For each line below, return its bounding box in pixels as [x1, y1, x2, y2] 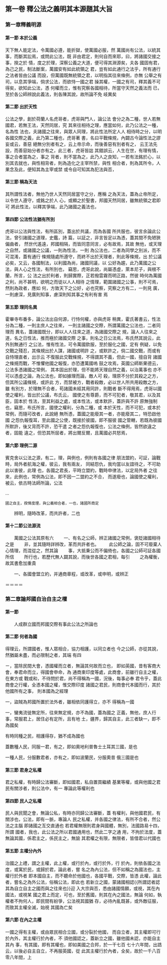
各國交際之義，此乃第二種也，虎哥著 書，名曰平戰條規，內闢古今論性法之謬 [5, 134, 161, 140]
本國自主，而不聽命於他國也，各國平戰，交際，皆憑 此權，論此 [32, 873, 162, 879]
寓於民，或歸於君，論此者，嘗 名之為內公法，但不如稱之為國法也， [18, 866, 156, 873]
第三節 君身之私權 [5, 767, 42, 773]
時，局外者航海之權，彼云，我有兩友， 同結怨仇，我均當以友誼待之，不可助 [5, 461, 161, 467]
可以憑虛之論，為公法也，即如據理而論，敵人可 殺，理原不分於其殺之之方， [5, 373, 161, 379]
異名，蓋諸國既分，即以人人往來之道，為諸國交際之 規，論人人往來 [15, 329, 153, 335]
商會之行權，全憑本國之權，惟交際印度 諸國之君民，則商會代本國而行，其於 [5, 682, 161, 688]
